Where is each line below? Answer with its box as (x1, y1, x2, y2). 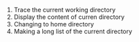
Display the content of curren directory (13, 13, 125, 21)
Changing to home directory (13, 20, 95, 28)
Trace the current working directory (13, 6, 116, 14)
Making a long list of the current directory (13, 27, 133, 35)
